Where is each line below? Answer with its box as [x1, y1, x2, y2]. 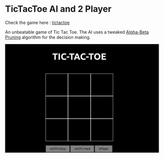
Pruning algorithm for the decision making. [5, 34, 91, 40]
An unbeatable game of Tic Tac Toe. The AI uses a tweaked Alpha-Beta [5, 29, 149, 35]
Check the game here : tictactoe [5, 20, 70, 25]
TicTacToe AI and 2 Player [5, 3, 112, 15]
